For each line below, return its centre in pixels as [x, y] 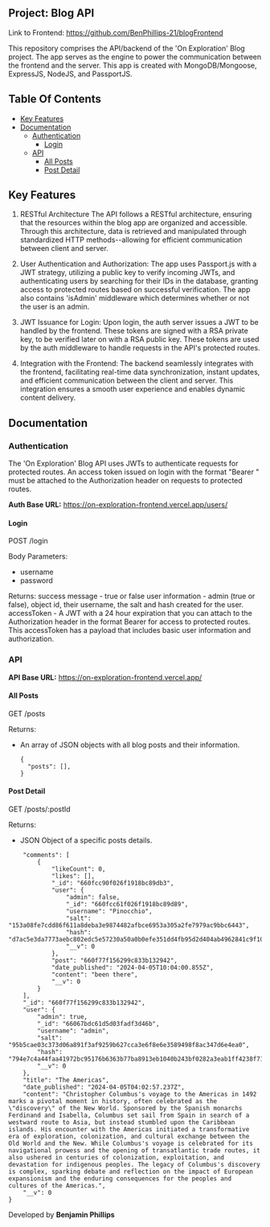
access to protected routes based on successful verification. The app [135, 289]
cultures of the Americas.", [57, 1186]
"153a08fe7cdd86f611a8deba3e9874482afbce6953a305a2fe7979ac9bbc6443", [129, 925]
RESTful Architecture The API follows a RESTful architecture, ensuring [136, 214]
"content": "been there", [94, 975]
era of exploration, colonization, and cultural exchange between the [129, 1137]
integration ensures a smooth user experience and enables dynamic [133, 389]
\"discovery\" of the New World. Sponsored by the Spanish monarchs [125, 1109]
